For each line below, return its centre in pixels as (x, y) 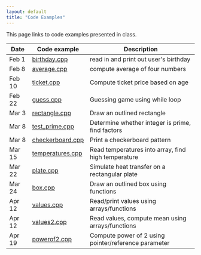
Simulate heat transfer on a (127, 167)
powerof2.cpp (52, 239)
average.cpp (50, 69)
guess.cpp (47, 99)
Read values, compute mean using (138, 218)
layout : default (26, 12)
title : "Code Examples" (36, 17)
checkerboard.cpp (58, 140)
